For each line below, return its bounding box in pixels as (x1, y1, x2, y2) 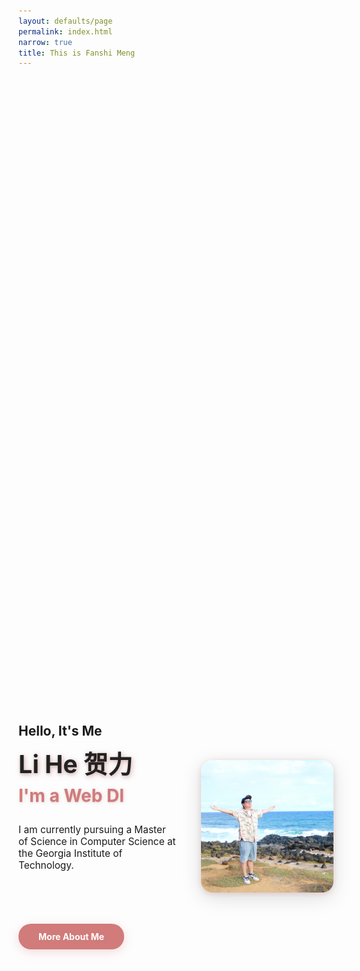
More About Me (38, 931, 105, 943)
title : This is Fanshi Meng (18, 48, 136, 58)
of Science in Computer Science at (18, 835, 176, 849)
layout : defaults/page (18, 16, 113, 26)
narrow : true (18, 37, 73, 47)
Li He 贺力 (18, 749, 133, 780)
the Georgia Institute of (18, 847, 123, 860)
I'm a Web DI (18, 785, 125, 807)
